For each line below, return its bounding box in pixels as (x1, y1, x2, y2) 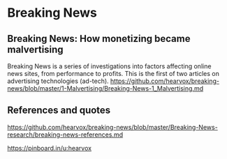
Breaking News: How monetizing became (7, 33, 191, 45)
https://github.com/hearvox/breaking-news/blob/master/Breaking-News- (7, 123, 218, 131)
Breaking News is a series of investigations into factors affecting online (7, 62, 212, 70)
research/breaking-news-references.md (7, 130, 124, 139)
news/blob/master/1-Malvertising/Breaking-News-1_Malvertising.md (7, 84, 204, 92)
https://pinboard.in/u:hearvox (7, 144, 92, 152)
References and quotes (7, 105, 111, 116)
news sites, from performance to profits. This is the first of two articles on (7, 70, 220, 77)
